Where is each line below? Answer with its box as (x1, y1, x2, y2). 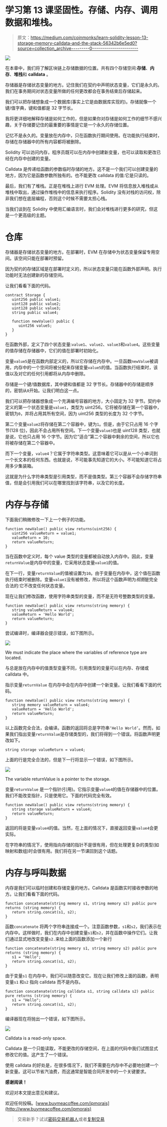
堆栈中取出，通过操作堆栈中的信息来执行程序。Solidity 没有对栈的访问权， (5, 189, 157, 195)
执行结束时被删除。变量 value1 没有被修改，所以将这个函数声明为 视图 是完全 (5, 576, 158, 582)
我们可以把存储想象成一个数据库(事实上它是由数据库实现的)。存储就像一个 (5, 98, 157, 105)
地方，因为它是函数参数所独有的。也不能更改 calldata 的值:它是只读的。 (5, 172, 152, 178)
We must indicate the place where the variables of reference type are (5, 649, 148, 655)
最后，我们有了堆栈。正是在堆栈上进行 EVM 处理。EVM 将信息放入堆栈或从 (5, 183, 159, 189)
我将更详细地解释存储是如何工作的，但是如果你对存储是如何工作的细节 (5, 115, 149, 121)
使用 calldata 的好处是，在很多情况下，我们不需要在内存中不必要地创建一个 (5, 1062, 159, 1068)
